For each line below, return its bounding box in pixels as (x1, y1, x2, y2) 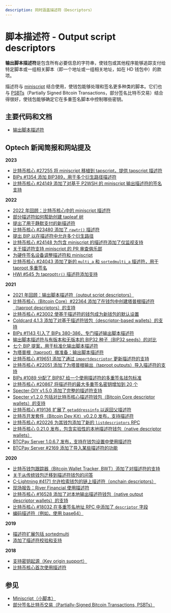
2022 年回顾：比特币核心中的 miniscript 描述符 (12, 208, 111, 214)
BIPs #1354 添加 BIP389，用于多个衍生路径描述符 (12, 174, 117, 180)
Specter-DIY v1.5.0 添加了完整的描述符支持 (12, 388, 103, 394)
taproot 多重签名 (12, 265, 47, 271)
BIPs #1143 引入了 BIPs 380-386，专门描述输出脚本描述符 (12, 330, 134, 337)
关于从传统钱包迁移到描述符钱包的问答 (12, 472, 93, 478)
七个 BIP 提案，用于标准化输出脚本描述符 (12, 343, 98, 349)
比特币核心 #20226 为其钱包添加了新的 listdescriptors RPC (12, 419, 140, 426)
